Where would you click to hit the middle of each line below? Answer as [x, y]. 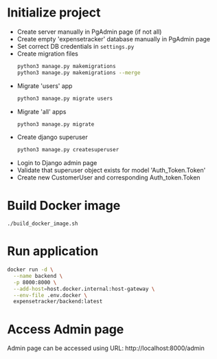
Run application [53, 251]
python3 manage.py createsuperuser [68, 150]
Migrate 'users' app [45, 86]
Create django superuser [52, 137]
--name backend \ [38, 276]
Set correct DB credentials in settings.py [76, 46]
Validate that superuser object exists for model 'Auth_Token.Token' [111, 171]
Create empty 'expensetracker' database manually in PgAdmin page [114, 39]
